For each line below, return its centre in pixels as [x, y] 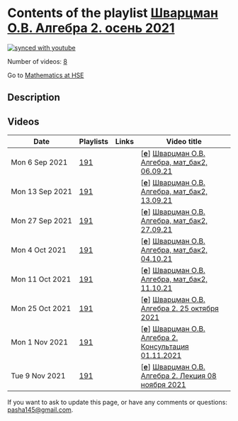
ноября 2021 [163, 385]
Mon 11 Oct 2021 [41, 279]
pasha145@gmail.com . [40, 410]
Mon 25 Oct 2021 [41, 308]
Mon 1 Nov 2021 [40, 342]
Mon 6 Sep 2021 [39, 162]
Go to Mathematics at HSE [46, 75]
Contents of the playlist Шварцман [113, 13]
